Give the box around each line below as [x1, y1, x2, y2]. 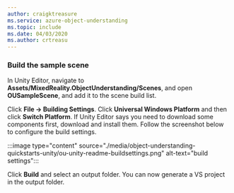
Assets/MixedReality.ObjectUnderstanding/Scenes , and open [7, 84, 193, 92]
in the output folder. [7, 178, 65, 187]
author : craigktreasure [7, 10, 78, 18]
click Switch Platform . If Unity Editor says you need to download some [7, 113, 213, 121]
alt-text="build [165, 149, 209, 158]
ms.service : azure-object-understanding [7, 17, 129, 24]
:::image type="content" [7, 141, 78, 150]
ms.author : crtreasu [7, 37, 69, 44]
